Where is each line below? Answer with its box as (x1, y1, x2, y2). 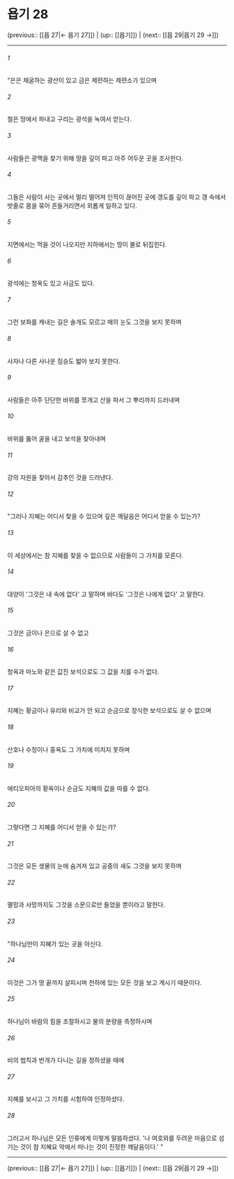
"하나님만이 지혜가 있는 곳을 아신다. (7, 939, 103, 948)
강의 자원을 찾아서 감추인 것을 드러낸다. (7, 473, 114, 481)
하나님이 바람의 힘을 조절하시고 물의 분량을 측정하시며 (7, 1017, 153, 1026)
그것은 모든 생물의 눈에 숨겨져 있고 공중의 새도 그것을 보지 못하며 (7, 862, 182, 870)
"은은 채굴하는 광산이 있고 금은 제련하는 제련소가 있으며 (7, 76, 157, 84)
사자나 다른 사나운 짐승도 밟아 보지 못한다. (7, 357, 120, 365)
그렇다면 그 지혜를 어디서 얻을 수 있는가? (7, 823, 116, 831)
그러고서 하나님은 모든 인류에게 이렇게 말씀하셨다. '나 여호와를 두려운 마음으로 (7, 1134, 217, 1142)
